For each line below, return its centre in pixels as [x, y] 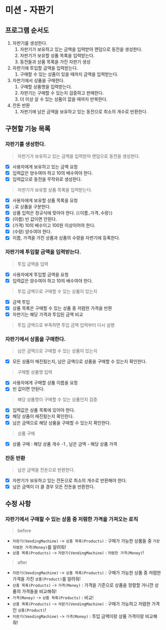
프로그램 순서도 [27, 30]
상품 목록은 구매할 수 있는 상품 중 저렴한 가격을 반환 [62, 308]
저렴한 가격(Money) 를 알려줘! [39, 547]
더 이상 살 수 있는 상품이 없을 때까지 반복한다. [64, 99]
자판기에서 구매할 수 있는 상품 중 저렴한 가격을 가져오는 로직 [72, 519]
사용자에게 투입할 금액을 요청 [40, 274]
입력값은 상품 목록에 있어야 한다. [44, 410]
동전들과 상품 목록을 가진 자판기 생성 [55, 62]
